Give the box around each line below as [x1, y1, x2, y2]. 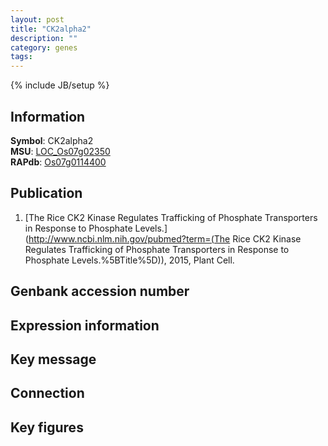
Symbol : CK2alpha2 [10, 134, 94, 146]
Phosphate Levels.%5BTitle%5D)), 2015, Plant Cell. [24, 254, 235, 266]
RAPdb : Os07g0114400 [10, 156, 107, 168]
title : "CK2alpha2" [10, 24, 92, 34]
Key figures [10, 419, 84, 436]
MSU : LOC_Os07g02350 [10, 145, 111, 157]
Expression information [10, 317, 160, 334]
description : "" [10, 33, 78, 43]
